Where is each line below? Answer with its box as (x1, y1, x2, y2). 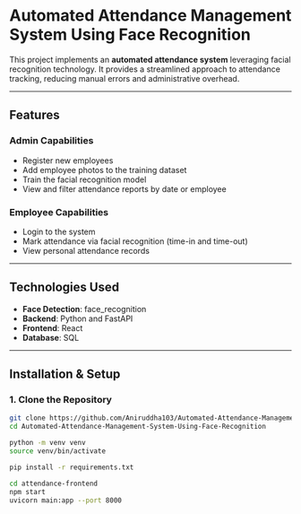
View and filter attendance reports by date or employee (21, 183, 227, 194)
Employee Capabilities (9, 205, 109, 218)
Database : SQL (21, 332, 80, 343)
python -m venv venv (9, 439, 87, 448)
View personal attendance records (21, 245, 150, 256)
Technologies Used (9, 280, 119, 295)
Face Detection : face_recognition (21, 303, 147, 314)
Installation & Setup (9, 367, 121, 382)
